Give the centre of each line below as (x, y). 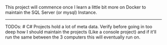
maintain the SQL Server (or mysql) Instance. (51, 12)
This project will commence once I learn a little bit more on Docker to (76, 7)
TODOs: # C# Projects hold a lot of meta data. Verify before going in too (79, 26)
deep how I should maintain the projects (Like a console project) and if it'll (81, 32)
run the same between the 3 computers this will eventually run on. (73, 37)
